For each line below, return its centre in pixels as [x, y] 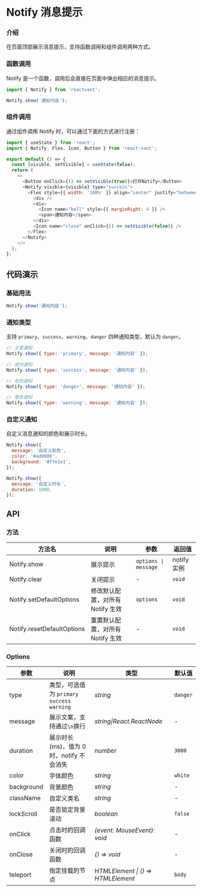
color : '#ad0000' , [35, 457]
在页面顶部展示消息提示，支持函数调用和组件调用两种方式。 [80, 47]
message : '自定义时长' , [39, 484]
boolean [106, 814]
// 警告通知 [20, 398]
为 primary [64, 694]
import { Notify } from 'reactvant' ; [54, 90]
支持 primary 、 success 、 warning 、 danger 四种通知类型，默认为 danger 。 [95, 337]
